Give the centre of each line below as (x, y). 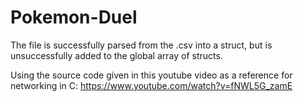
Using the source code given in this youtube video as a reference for (151, 75)
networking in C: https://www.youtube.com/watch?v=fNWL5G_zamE (151, 85)
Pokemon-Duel (74, 17)
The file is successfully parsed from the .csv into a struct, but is (141, 45)
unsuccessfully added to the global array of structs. (116, 55)
